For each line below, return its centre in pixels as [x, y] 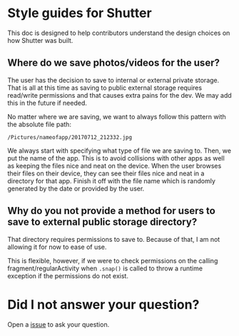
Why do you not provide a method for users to [111, 211]
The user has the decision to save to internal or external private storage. [113, 80]
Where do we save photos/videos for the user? [113, 63]
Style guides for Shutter [80, 13]
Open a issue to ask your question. [59, 324]
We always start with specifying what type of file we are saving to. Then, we [119, 151]
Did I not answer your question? [103, 304]
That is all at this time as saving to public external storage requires [105, 88]
